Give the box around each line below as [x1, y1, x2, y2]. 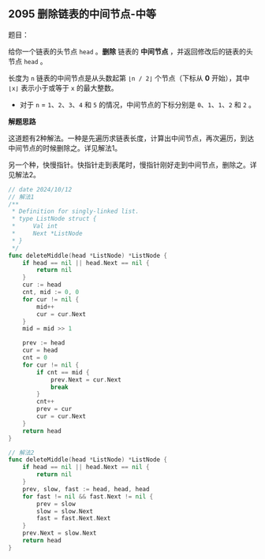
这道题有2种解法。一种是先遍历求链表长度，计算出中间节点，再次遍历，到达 [8, 133, 255, 143]
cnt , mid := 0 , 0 [22, 289, 80, 296]
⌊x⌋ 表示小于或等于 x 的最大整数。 [8, 83, 118, 92]
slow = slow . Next [36, 507, 93, 515]
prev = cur [36, 405, 73, 413]
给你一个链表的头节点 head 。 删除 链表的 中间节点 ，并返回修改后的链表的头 [8, 47, 254, 56]
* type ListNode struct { [11, 215, 97, 223]
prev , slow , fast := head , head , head [22, 485, 150, 493]
